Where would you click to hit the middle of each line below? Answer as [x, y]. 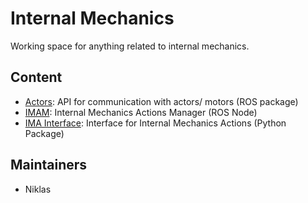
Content [36, 77]
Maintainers [49, 165]
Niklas [38, 189]
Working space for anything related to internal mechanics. [130, 46]
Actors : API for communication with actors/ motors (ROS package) [161, 101]
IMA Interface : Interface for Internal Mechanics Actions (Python [155, 123]
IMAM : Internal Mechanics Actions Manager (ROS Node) [141, 112]
